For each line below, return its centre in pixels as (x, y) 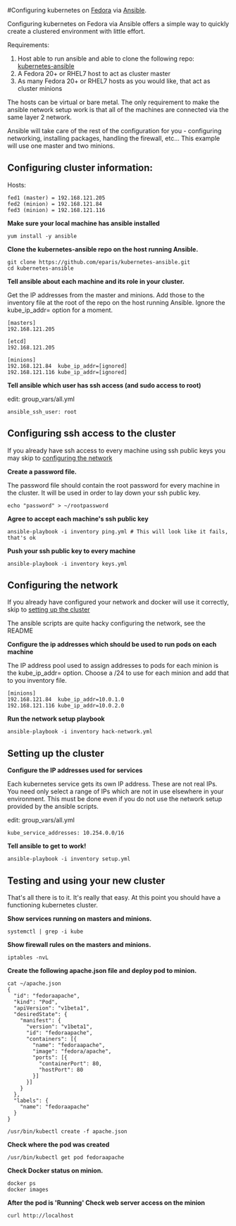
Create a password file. (42, 471)
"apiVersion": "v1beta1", (52, 1008)
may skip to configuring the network (60, 458)
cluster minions (40, 88)
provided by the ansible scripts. (53, 807)
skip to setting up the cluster (49, 609)
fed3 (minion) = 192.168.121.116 (56, 210)
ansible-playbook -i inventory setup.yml (69, 859)
